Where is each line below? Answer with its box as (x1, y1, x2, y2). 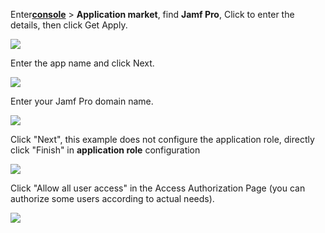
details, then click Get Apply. (10, 19, 128, 31)
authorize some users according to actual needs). (10, 193, 215, 204)
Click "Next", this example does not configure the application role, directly (10, 134, 315, 145)
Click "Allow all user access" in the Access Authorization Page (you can (10, 182, 306, 194)
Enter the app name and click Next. (10, 57, 155, 69)
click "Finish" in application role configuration (10, 144, 201, 156)
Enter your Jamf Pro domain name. (10, 95, 154, 107)
